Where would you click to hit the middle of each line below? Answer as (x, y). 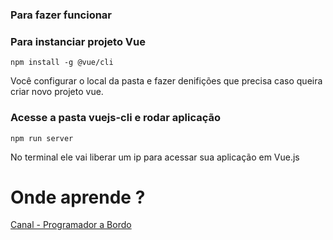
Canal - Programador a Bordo (71, 225)
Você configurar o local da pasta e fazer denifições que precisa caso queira (166, 81)
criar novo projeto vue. (57, 92)
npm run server (42, 138)
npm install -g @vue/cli (62, 63)
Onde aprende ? (78, 197)
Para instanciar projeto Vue (78, 41)
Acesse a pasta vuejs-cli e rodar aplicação (115, 118)
